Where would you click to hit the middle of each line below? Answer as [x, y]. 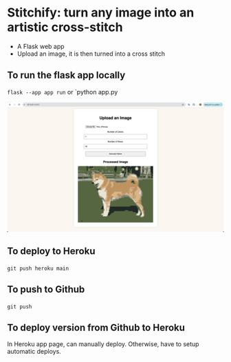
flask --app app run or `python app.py [63, 92]
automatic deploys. [34, 352]
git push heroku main [38, 268]
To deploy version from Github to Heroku [96, 327]
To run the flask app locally [66, 75]
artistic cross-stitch [65, 27]
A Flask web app [41, 46]
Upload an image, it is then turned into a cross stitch [91, 54]
